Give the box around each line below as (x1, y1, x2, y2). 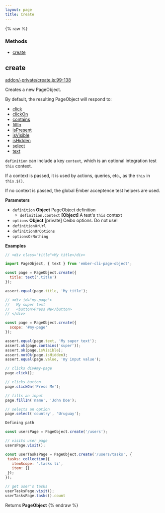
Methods (5, 38, 27, 45)
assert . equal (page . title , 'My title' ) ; (5, 288, 88, 293)
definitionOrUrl (12, 223, 46, 229)
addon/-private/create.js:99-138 (5, 77, 71, 83)
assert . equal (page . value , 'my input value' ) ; (5, 357, 101, 362)
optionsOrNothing (12, 234, 49, 239)
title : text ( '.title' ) (9, 275, 57, 280)
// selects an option (5, 407, 50, 412)
